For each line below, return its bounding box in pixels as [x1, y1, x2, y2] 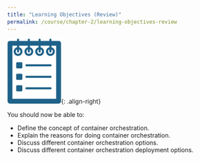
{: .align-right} [61, 97, 101, 105]
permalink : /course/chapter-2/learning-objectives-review [7, 18, 177, 25]
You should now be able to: [7, 110, 85, 118]
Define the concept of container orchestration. [17, 124, 150, 132]
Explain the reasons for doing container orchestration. [17, 131, 171, 139]
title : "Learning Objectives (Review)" [7, 11, 122, 18]
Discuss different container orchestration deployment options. [17, 145, 194, 154]
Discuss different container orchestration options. [17, 138, 159, 147]
